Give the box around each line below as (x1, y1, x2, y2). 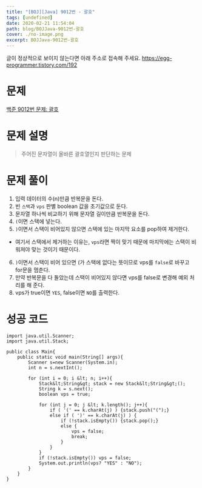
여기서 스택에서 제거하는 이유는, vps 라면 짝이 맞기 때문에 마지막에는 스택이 (15, 238, 190, 246)
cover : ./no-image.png (6, 32, 64, 38)
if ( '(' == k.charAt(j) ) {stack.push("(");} (49, 407, 170, 413)
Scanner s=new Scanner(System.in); (28, 359, 118, 366)
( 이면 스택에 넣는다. (15, 218, 62, 225)
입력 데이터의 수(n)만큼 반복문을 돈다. (15, 195, 104, 202)
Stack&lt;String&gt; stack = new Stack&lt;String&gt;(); (38, 380, 186, 387)
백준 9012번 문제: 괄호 (6, 105, 59, 113)
